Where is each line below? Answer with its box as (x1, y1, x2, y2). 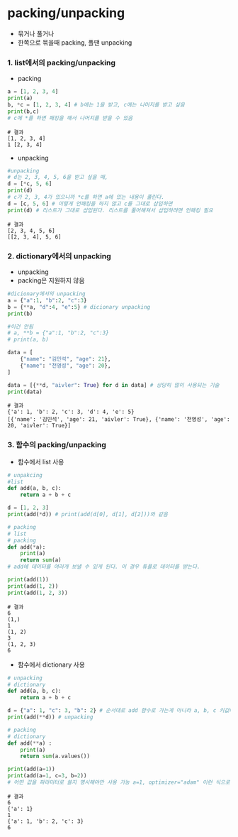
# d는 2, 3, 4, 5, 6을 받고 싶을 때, (7, 174, 108, 181)
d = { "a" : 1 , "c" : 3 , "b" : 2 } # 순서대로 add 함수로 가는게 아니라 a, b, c (7, 707, 217, 714)
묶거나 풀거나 (17, 29, 55, 38)
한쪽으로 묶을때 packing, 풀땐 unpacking (17, 38, 132, 47)
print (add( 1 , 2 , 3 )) (7, 589, 69, 596)
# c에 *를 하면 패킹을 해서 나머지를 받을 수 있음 (7, 114, 133, 121)
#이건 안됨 (7, 323, 34, 330)
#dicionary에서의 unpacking (7, 290, 86, 297)
